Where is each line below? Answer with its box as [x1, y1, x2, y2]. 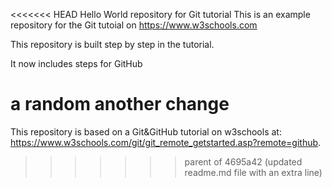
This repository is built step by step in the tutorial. [10, 39, 215, 50]
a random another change [10, 93, 230, 116]
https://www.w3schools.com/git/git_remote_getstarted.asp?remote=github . [10, 136, 322, 148]
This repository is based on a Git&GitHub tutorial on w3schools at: [10, 125, 282, 138]
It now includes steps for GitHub [10, 58, 143, 69]
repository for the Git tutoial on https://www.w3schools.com [10, 19, 258, 31]
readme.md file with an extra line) [184, 166, 323, 178]
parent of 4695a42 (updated [184, 155, 303, 168]
